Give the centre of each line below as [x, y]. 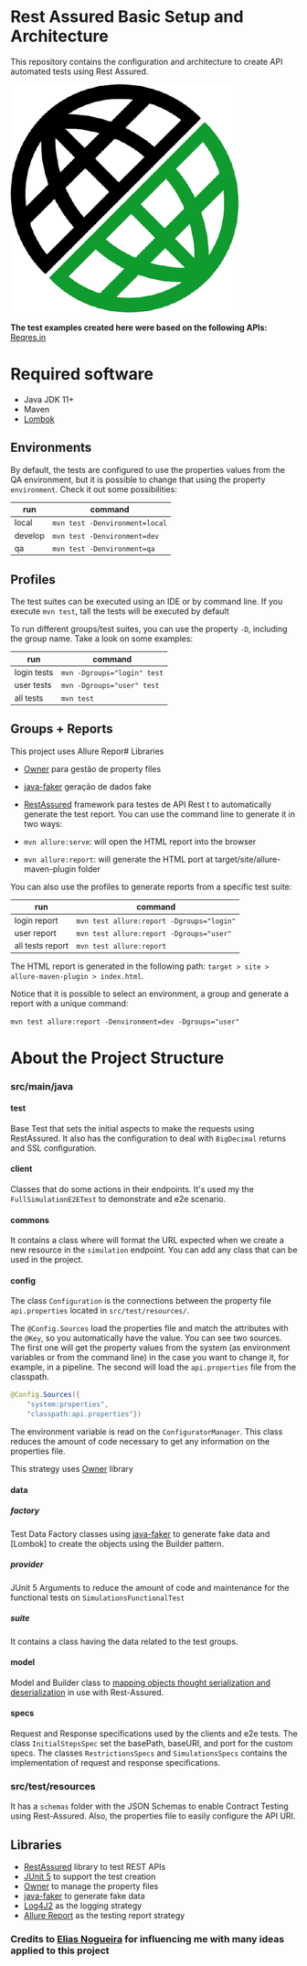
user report [36, 933]
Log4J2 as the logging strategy [83, 1906]
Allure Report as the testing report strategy [104, 1916]
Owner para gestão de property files [92, 768]
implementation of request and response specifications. [116, 1763]
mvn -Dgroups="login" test [112, 673]
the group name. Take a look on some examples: [102, 639]
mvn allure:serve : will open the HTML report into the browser [140, 841]
